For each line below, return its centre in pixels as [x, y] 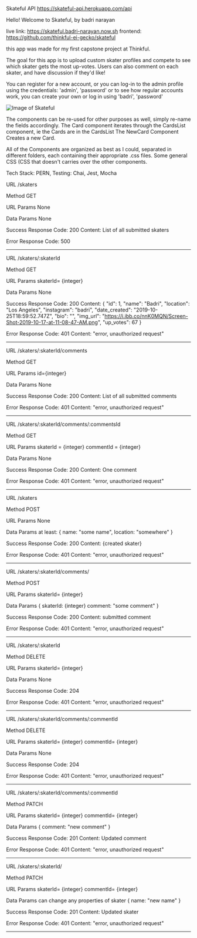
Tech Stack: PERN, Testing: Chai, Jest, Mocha [62, 173]
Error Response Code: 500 [38, 241]
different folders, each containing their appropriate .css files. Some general [97, 155]
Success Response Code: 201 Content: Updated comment [76, 838]
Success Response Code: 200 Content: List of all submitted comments [91, 396]
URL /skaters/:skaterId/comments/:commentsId [63, 424]
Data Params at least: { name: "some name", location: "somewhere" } [89, 532]
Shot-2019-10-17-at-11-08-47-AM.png [52, 322]
